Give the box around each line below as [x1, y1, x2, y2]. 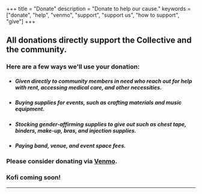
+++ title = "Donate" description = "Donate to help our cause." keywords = [6, 5, 191, 12]
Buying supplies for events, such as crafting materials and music [14, 99, 182, 106]
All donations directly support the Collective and [6, 35, 192, 46]
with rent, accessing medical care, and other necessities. [14, 83, 162, 91]
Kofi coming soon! [6, 174, 61, 182]
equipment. [14, 105, 45, 113]
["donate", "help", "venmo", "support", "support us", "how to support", [6, 11, 180, 19]
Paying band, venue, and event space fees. [14, 142, 126, 150]
